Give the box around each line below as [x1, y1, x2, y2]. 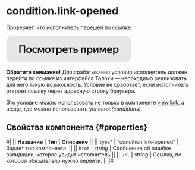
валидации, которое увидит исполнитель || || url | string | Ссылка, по [6, 150, 182, 158]
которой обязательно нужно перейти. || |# [6, 157, 114, 164]
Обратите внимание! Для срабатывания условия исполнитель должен [6, 68, 188, 75]
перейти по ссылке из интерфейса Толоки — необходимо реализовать [6, 74, 187, 81]
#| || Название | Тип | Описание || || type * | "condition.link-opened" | [6, 138, 179, 145]
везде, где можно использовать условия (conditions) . [6, 105, 143, 112]
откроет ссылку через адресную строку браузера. [6, 87, 136, 95]
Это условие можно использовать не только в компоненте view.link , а [6, 99, 184, 106]
